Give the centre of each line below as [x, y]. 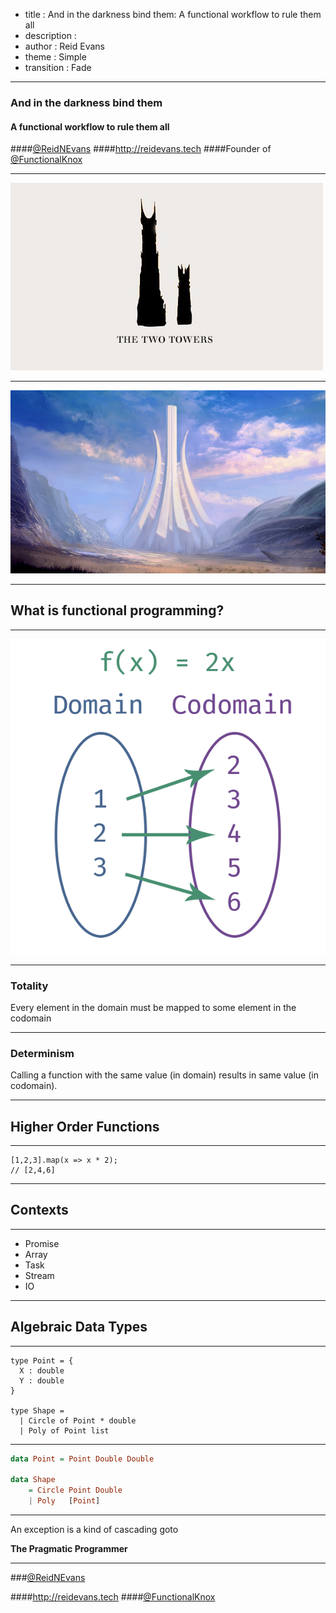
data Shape [33, 1480]
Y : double [42, 1380]
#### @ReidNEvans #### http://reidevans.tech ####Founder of [141, 149]
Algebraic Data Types [79, 1327]
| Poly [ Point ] [64, 1501]
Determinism [42, 1053]
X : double [42, 1370]
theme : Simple [55, 57]
